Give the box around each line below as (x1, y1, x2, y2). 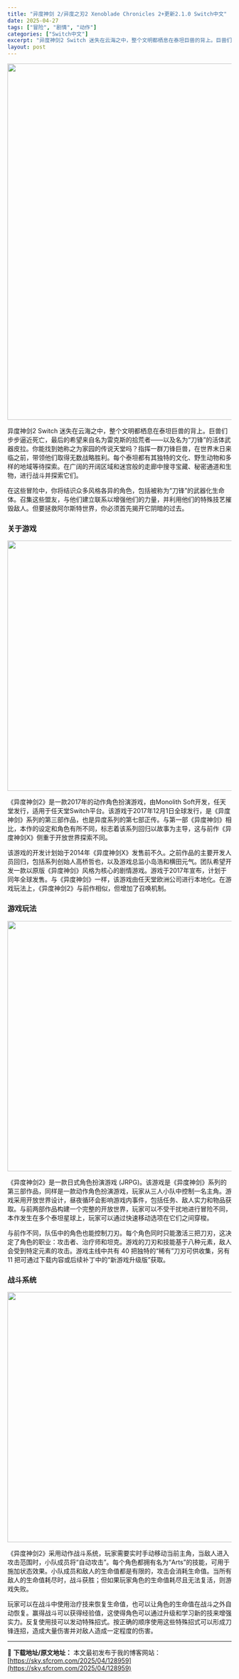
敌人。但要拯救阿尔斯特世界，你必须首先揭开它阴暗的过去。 (13, 504, 188, 512)
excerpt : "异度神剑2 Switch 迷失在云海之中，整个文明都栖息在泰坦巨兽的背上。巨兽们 (7, 37, 233, 44)
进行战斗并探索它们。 (19, 471, 83, 480)
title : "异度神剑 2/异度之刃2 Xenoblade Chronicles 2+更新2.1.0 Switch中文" (7, 10, 228, 18)
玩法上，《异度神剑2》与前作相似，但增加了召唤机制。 (13, 884, 171, 893)
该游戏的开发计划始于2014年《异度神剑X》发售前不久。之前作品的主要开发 (7, 849, 225, 857)
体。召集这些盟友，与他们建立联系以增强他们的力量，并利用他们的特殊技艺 (7, 495, 225, 503)
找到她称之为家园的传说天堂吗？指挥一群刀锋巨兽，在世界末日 (44, 445, 225, 453)
